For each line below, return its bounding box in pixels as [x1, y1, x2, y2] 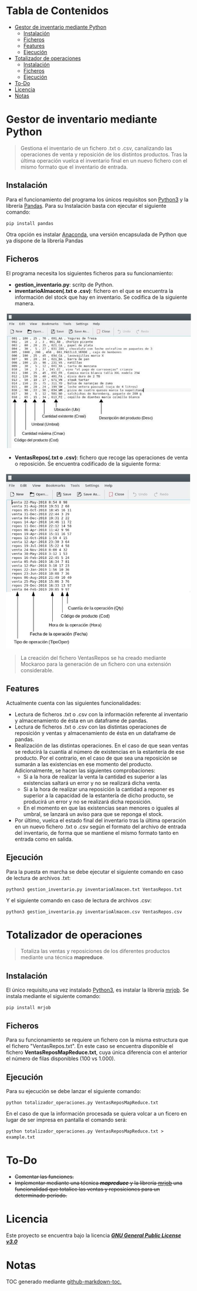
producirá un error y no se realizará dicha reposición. [23, 798, 152, 805]
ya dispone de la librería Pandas [6, 237, 84, 244]
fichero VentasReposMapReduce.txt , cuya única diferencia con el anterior [6, 1049, 188, 1056]
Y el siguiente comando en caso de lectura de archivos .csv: [6, 896, 152, 904]
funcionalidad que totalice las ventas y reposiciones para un [14, 1185, 160, 1192]
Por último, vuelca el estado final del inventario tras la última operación [14, 817, 186, 824]
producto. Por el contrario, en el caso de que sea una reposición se [14, 754, 178, 761]
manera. [14, 299, 35, 306]
